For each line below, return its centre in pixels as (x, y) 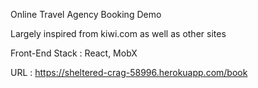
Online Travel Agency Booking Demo (86, 14)
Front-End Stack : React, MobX (74, 53)
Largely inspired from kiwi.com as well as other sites (118, 33)
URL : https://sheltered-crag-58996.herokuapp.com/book (129, 72)
